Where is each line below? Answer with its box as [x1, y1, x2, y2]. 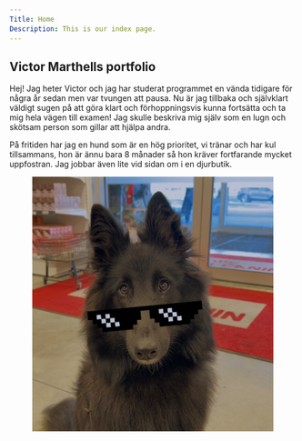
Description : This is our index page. [9, 24, 156, 34]
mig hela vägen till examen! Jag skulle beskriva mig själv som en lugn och [9, 112, 287, 123]
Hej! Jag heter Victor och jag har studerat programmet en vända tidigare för [9, 83, 293, 95]
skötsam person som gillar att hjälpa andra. [9, 122, 171, 133]
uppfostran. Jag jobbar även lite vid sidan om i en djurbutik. [9, 159, 233, 170]
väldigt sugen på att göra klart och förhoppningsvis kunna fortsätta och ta [9, 103, 287, 114]
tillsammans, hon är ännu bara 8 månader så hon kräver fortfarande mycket [9, 149, 293, 160]
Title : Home [9, 15, 55, 24]
